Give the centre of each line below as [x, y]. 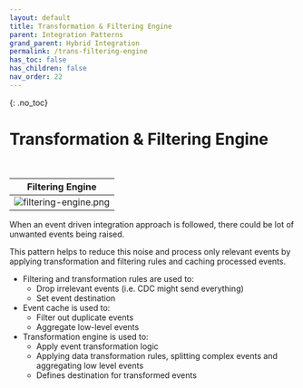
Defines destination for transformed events [117, 375]
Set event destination [76, 298]
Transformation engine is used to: [85, 336]
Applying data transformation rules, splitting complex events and [157, 355]
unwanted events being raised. [67, 234]
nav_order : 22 [36, 77]
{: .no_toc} [29, 102]
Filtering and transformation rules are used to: [108, 278]
